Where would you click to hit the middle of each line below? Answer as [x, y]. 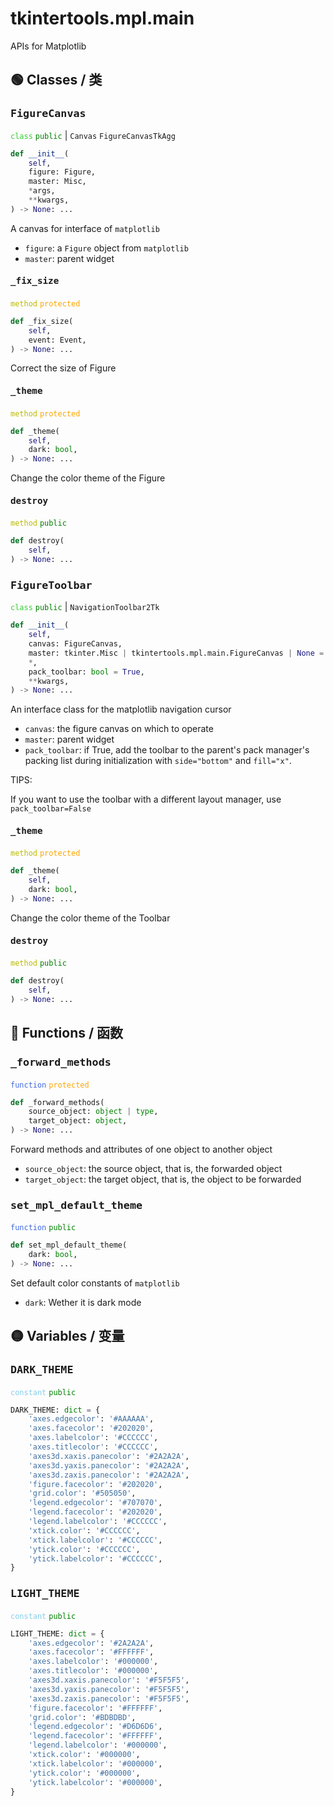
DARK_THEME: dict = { [55, 1410]
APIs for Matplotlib [48, 46]
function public [43, 1228]
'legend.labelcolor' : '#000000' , [98, 1745]
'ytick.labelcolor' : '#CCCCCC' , [95, 1558]
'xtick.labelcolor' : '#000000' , [95, 1763]
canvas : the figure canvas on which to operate [119, 729]
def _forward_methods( [57, 1102]
